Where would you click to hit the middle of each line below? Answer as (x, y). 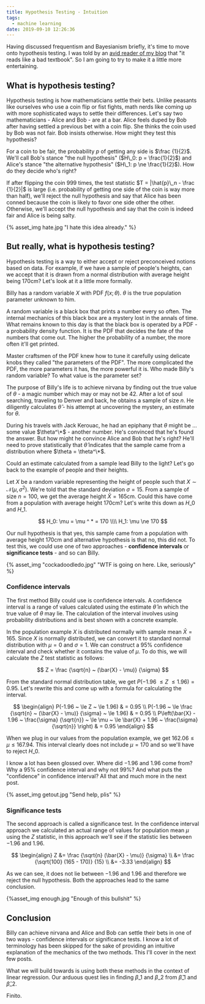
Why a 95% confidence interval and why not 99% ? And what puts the (94, 769)
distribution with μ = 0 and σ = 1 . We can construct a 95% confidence (95, 645)
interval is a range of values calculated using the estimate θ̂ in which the (97, 607)
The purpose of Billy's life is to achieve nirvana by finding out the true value (102, 387)
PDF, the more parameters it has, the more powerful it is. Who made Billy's (100, 368)
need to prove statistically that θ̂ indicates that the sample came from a (96, 445)
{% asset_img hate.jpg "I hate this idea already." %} (71, 227)
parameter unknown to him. (41, 299)
